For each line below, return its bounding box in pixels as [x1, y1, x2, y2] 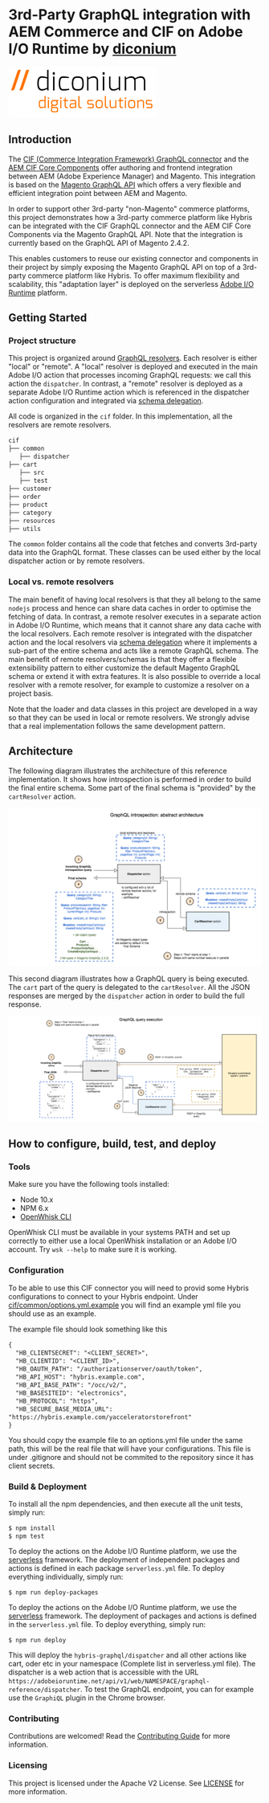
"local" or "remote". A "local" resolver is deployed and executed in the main [8, 362, 259, 371]
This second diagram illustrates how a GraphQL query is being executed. [8, 974, 250, 983]
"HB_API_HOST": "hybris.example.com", [15, 1372, 146, 1381]
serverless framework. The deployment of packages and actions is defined [8, 1611, 257, 1621]
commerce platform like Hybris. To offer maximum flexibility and [27, 271, 240, 280]
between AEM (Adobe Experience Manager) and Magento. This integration [8, 171, 255, 181]
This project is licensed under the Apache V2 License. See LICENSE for [8, 1778, 245, 1788]
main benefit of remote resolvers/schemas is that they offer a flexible [8, 654, 237, 664]
